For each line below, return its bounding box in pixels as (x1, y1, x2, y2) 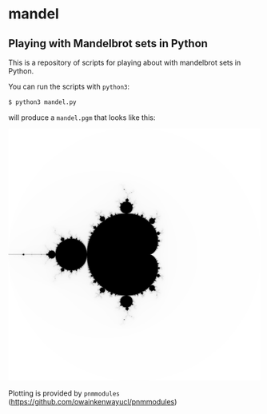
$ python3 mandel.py (8, 98, 78, 106)
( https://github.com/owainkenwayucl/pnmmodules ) (8, 396, 177, 406)
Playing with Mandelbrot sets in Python (8, 37, 208, 50)
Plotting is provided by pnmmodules (8, 388, 120, 398)
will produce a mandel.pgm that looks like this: (8, 113, 156, 122)
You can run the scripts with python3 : (8, 82, 130, 91)
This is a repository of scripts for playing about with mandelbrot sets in (8, 58, 241, 67)
